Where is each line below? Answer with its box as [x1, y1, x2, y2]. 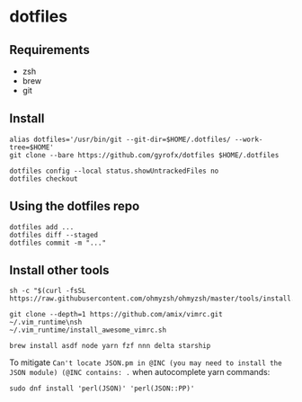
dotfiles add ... [9, 222, 75, 231]
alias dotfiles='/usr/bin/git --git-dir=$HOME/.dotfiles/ [9, 135, 231, 144]
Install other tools [9, 263, 110, 278]
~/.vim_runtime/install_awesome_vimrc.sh [9, 326, 167, 335]
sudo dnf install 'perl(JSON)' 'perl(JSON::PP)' [9, 384, 195, 393]
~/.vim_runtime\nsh [9, 317, 83, 327]
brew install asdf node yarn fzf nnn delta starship [9, 342, 211, 351]
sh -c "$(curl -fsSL [9, 286, 87, 296]
